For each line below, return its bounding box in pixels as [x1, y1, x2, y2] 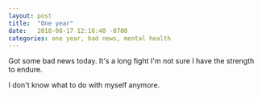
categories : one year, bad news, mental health [8, 34, 172, 43]
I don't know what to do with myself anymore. [8, 80, 160, 90]
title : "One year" [8, 19, 74, 27]
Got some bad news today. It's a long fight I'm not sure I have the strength [8, 56, 255, 66]
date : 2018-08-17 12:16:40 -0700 [8, 27, 128, 35]
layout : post [8, 11, 52, 20]
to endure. [8, 65, 43, 75]
